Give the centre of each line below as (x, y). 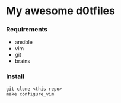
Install (15, 76)
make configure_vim (30, 94)
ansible (23, 42)
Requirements (27, 30)
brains (23, 61)
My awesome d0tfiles (61, 11)
